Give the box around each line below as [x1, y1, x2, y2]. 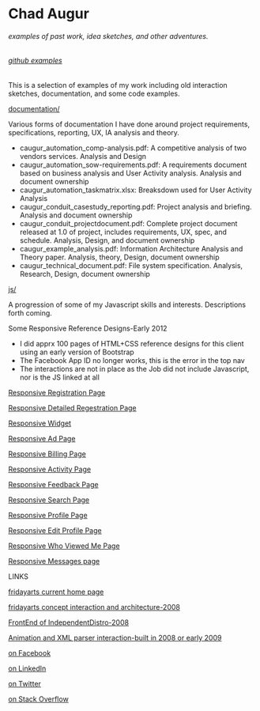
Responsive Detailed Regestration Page [8, 403, 137, 412]
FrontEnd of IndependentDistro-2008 [8, 618, 129, 627]
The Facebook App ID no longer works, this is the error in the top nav [19, 356, 245, 365]
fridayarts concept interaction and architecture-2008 [8, 603, 180, 611]
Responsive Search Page [8, 495, 90, 505]
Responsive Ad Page [8, 434, 76, 443]
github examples [8, 56, 62, 66]
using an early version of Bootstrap [19, 347, 134, 357]
